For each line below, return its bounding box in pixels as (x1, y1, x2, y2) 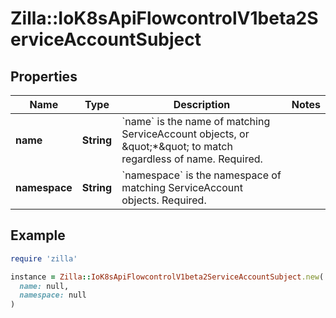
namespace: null (19, 290, 87, 301)
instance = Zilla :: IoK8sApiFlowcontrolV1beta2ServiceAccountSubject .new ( (10, 272, 325, 282)
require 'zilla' (10, 253, 78, 264)
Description (173, 98, 231, 111)
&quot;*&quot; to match (121, 140, 233, 153)
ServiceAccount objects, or (121, 127, 250, 141)
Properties (10, 68, 78, 85)
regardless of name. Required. (121, 152, 263, 166)
